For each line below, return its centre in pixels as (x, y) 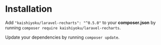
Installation (29, 9)
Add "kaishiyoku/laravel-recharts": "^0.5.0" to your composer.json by (80, 22)
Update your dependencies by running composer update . (62, 37)
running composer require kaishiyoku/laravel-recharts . (63, 27)
